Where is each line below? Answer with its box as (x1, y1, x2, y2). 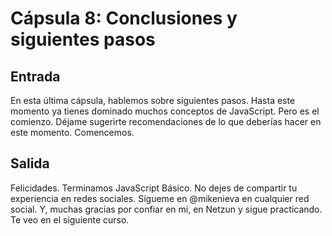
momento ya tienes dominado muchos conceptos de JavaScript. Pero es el (10, 105, 320, 117)
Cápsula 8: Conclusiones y (10, 7, 238, 30)
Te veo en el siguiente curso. (10, 213, 130, 226)
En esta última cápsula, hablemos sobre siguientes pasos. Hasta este (10, 95, 296, 106)
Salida (10, 155, 50, 172)
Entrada (10, 68, 61, 85)
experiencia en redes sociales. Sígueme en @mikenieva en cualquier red (10, 192, 310, 204)
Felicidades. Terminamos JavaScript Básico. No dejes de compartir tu (10, 182, 298, 194)
